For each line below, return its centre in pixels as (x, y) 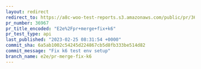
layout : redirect (27, 12)
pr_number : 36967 (27, 23)
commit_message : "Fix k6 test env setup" (58, 51)
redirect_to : (22, 17)
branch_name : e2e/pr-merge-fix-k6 (49, 56)
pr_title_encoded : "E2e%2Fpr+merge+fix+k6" (61, 28)
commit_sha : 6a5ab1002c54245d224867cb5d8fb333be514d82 (76, 46)
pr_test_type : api (28, 34)
